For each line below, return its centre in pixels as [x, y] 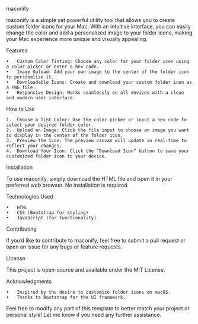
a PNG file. [21, 87]
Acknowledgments [29, 281]
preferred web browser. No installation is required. [68, 185]
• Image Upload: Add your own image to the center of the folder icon [98, 72]
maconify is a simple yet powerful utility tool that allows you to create [91, 20]
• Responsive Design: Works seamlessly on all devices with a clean [95, 93]
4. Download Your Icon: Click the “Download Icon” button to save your [98, 151]
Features [17, 51]
